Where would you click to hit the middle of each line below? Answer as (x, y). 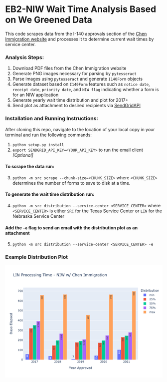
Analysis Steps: (25, 57)
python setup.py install (38, 145)
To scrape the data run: (30, 167)
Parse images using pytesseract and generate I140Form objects (78, 79)
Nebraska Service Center (38, 216)
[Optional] (23, 155)
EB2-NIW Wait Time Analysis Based (81, 9)
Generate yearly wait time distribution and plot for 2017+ (70, 100)
